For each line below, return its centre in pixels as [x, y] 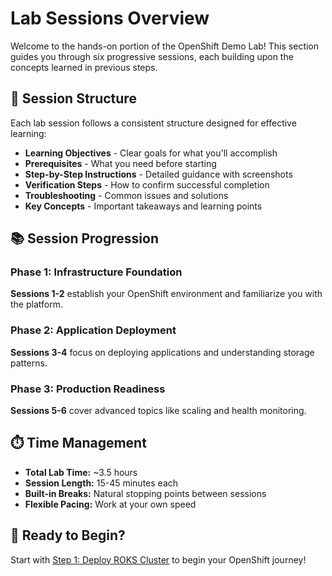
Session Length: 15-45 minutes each [101, 483]
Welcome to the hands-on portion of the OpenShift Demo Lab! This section [165, 46]
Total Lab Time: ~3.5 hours [81, 472]
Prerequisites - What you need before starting [120, 163]
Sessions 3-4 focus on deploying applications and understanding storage [162, 352]
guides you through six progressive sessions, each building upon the [152, 56]
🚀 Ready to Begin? [68, 535]
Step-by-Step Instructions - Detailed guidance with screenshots [158, 174]
